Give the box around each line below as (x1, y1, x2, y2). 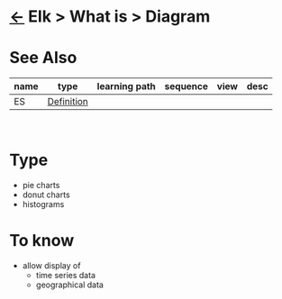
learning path (96, 80, 156, 93)
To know (9, 231, 75, 251)
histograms (22, 199, 65, 210)
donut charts (22, 189, 70, 200)
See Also (9, 48, 77, 68)
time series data (35, 270, 96, 280)
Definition (47, 95, 88, 108)
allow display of (22, 260, 81, 271)
